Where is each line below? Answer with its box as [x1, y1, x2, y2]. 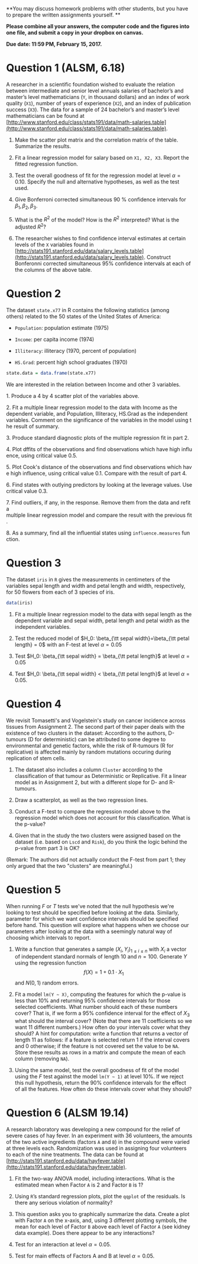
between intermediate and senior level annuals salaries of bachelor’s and [6, 87, 184, 94]
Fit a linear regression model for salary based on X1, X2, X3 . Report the [14, 154, 189, 161]
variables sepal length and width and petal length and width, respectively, [6, 582, 186, 589]
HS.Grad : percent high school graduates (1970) [14, 358, 128, 366]
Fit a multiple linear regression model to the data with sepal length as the [14, 610, 192, 617]
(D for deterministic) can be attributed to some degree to [27, 735, 166, 742]
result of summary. [14, 423, 60, 430]
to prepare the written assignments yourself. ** [6, 11, 121, 18]
